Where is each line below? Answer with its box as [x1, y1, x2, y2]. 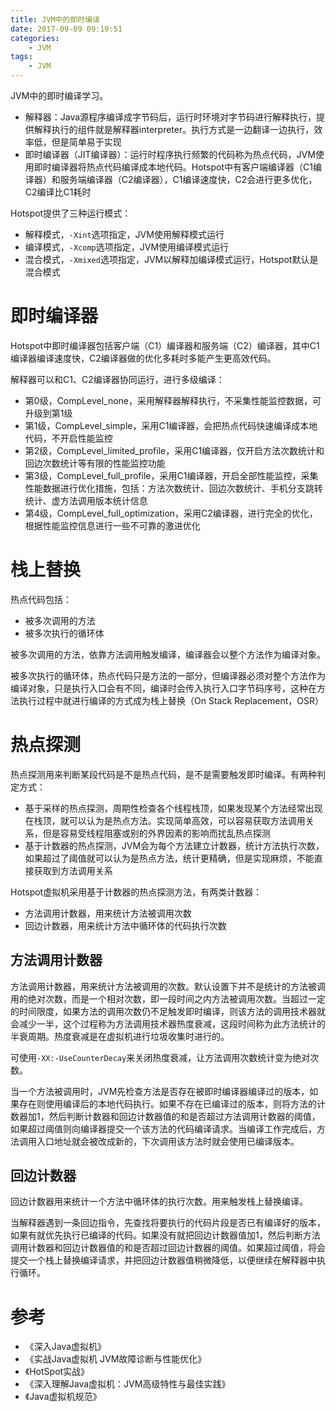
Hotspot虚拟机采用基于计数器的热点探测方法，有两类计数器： [10, 886, 263, 898]
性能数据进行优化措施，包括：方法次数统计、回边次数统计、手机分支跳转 [24, 482, 323, 494]
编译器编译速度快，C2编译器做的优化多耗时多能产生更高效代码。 [10, 352, 277, 364]
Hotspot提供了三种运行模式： [10, 207, 132, 219]
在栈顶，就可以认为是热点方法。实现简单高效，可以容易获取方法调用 [24, 814, 306, 826]
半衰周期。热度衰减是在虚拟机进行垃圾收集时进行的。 [10, 1030, 230, 1042]
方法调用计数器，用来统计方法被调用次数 [24, 907, 192, 919]
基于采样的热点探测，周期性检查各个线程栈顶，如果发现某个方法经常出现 [24, 802, 323, 814]
